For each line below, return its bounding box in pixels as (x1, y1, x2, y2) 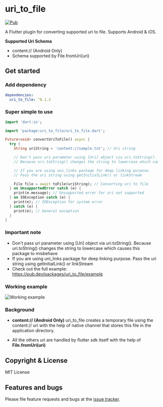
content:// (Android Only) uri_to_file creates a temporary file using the (12, 317, 154, 323)
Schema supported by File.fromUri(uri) (12, 52, 90, 59)
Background (5, 306, 35, 313)
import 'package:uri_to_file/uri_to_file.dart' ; (5, 128, 105, 133)
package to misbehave (12, 250, 58, 256)
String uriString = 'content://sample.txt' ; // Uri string (14, 146, 136, 151)
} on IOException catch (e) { (9, 195, 70, 200)
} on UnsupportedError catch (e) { (9, 186, 81, 191)
